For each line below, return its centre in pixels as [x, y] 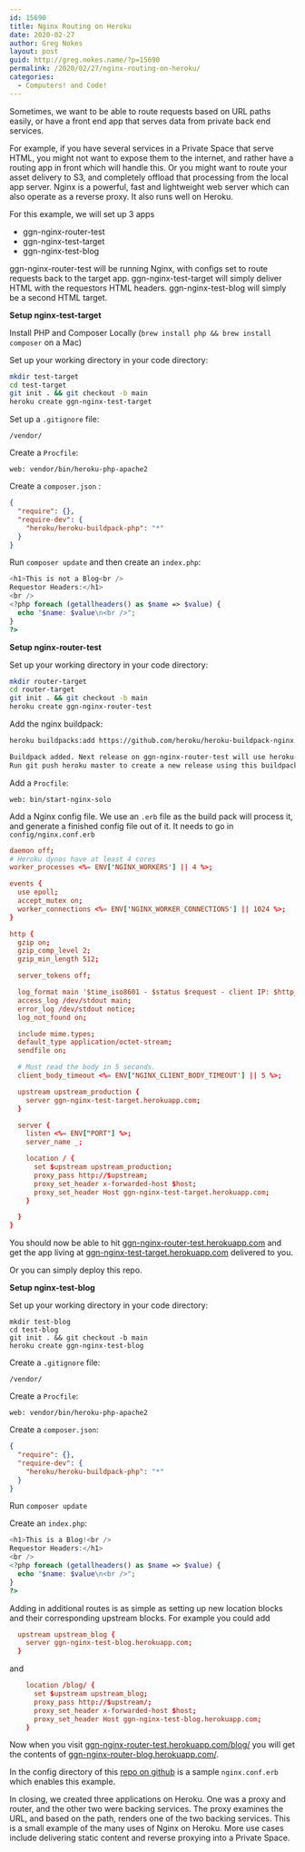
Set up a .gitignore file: [54, 420]
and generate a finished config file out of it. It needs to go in [122, 826]
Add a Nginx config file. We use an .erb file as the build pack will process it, [151, 816]
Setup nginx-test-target [55, 315]
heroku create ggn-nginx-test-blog [77, 1346]
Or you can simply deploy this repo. [76, 1270]
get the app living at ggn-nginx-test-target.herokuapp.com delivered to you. [151, 1253]
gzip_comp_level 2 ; [54, 951]
